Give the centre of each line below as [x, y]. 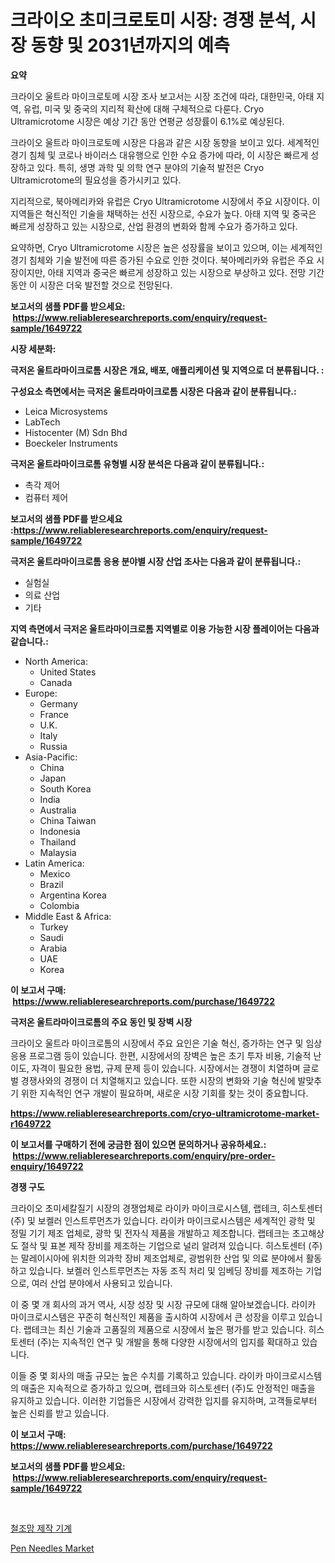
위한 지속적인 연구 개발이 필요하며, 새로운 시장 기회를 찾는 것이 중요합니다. [164, 1093]
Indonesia [60, 831]
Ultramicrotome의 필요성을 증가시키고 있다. [96, 180]
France [54, 714]
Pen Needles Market [52, 1548]
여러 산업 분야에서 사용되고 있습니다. [102, 1283]
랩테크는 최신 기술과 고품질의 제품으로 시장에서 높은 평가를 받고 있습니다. [165, 1329]
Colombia [59, 905]
